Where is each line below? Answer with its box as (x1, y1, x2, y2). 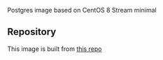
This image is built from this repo (7, 45, 102, 53)
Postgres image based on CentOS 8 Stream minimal (7, 6, 157, 14)
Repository (7, 26, 57, 38)
